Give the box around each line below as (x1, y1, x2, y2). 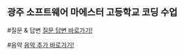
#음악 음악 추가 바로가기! (7, 41, 74, 49)
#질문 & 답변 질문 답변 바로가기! (7, 26, 93, 34)
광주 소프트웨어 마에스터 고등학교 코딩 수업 (7, 6, 178, 19)
